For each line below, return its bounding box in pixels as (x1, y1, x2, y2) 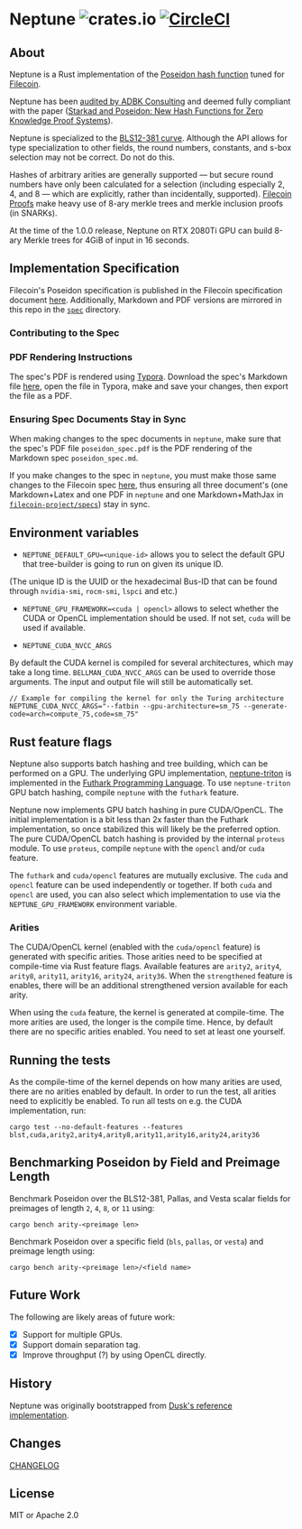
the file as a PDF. (9, 391, 72, 402)
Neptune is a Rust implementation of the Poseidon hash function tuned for (9, 69, 285, 79)
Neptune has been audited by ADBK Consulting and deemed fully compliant (9, 96, 291, 107)
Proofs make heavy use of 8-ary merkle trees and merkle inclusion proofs (9, 199, 284, 208)
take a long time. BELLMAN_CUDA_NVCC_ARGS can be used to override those (9, 667, 276, 678)
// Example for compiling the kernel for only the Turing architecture (9, 694, 284, 703)
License (9, 1486, 55, 1501)
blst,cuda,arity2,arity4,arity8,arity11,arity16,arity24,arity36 (9, 1131, 260, 1140)
